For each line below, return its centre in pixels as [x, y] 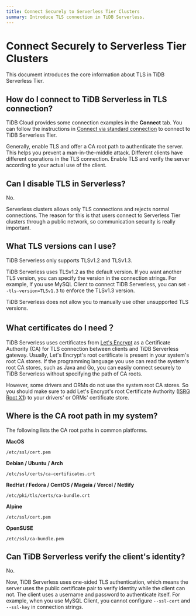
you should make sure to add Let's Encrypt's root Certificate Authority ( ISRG [98, 391]
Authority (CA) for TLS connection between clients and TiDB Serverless [92, 348]
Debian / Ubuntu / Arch [35, 463]
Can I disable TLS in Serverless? [66, 183]
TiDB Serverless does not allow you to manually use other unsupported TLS [97, 302]
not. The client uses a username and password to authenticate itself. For [93, 595]
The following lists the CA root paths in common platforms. [77, 430]
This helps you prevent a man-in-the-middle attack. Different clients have [94, 153]
